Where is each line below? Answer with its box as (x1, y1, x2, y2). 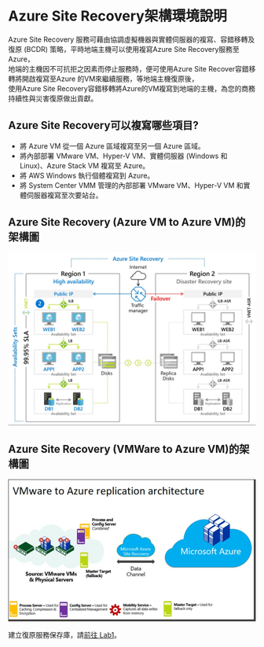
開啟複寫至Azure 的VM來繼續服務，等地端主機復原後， (21, 74, 199, 83)
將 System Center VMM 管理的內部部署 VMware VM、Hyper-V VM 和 (19, 180, 244, 189)
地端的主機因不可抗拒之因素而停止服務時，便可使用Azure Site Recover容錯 (8, 64, 249, 73)
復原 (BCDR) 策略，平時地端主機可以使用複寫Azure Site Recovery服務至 (8, 44, 240, 53)
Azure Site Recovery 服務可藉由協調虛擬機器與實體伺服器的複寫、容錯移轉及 (8, 35, 255, 44)
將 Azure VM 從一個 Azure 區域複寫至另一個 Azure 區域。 (19, 141, 206, 150)
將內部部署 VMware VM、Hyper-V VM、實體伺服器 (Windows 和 (19, 151, 228, 160)
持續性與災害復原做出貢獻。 (8, 94, 98, 103)
